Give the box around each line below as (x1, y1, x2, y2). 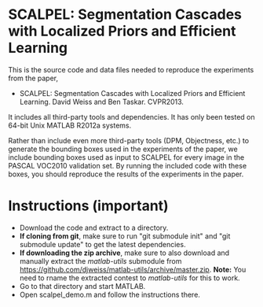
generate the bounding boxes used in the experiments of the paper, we (8, 144, 238, 153)
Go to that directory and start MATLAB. (19, 281, 146, 290)
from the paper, (8, 73, 59, 83)
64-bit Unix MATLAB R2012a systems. (8, 120, 132, 130)
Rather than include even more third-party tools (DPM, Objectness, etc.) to (8, 135, 250, 145)
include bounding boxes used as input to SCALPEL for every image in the (8, 152, 245, 162)
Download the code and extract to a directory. (19, 223, 169, 232)
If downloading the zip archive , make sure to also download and (19, 248, 230, 257)
